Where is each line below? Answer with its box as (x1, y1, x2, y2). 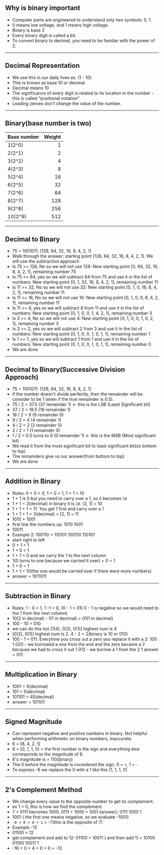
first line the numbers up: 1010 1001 (12, 521, 83, 527)
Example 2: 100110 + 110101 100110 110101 (12, 532, 95, 538)
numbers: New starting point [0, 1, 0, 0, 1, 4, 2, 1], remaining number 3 (12, 310, 152, 316)
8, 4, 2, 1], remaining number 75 (12, 269, 76, 275)
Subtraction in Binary (5, 592, 71, 600)
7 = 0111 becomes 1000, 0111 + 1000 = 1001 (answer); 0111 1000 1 (12, 809, 142, 815)
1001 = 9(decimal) (12, 683, 48, 689)
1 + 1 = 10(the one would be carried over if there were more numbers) (12, 568, 152, 574)
